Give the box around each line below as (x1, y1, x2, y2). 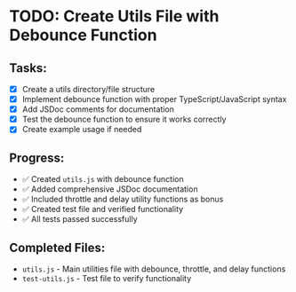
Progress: (9, 150, 65, 165)
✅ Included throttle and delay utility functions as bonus (21, 193, 224, 205)
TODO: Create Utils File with (9, 6, 220, 27)
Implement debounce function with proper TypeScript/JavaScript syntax (21, 94, 287, 105)
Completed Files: (9, 240, 106, 255)
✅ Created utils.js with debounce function (21, 174, 184, 185)
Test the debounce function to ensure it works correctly (21, 114, 227, 125)
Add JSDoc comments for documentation (21, 104, 175, 114)
